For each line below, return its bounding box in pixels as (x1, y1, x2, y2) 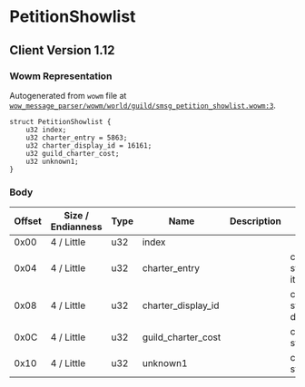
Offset (14, 215, 43, 227)
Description (230, 215, 281, 227)
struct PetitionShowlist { (9, 117, 112, 126)
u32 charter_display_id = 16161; (25, 140, 152, 150)
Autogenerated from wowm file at (9, 90, 127, 101)
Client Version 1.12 (9, 43, 115, 58)
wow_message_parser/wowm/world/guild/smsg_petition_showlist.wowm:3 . (9, 100, 277, 111)
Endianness (50, 220, 103, 233)
